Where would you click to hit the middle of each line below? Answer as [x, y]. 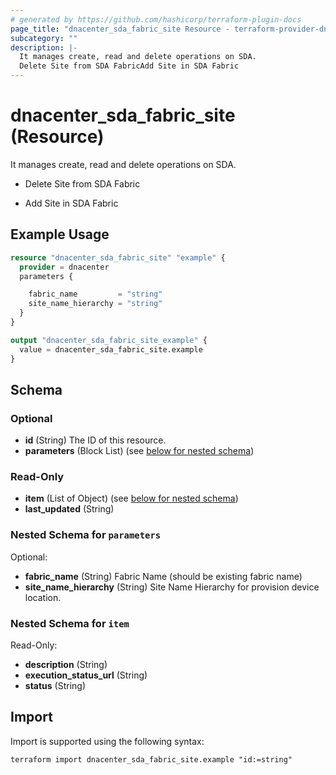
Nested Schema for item [70, 623]
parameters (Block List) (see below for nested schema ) [139, 451]
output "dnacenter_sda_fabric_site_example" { [109, 340]
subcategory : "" [44, 38]
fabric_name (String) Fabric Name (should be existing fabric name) [163, 576]
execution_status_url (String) [86, 675]
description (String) [66, 665]
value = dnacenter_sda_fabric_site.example [111, 349]
